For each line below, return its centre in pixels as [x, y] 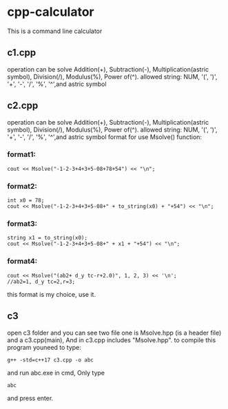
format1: [21, 154]
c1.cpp [22, 53]
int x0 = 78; [26, 200]
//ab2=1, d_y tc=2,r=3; [41, 282]
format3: [22, 224]
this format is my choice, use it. [52, 294]
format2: [22, 186]
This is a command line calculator [55, 31]
